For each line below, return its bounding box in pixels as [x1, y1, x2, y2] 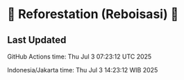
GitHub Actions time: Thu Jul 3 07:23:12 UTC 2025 [7, 52, 152, 61]
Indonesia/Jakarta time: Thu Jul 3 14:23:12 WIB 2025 [7, 66, 158, 74]
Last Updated [7, 34, 67, 46]
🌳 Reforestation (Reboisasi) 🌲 [7, 6, 179, 22]
